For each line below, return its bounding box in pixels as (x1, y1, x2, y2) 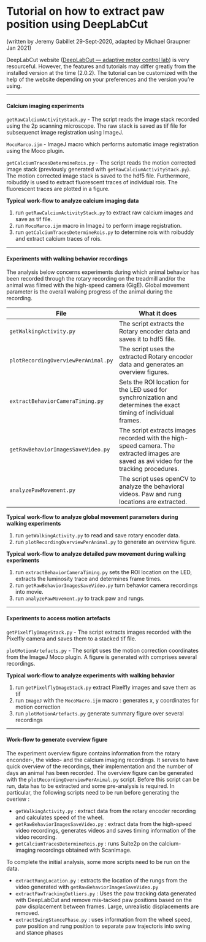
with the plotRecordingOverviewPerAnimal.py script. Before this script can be (6, 776, 200, 783)
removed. (15, 909, 40, 916)
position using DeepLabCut (6, 17, 148, 31)
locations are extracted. (119, 497, 187, 506)
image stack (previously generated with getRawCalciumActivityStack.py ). (6, 166, 191, 173)
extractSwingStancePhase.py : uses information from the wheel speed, (15, 916, 193, 923)
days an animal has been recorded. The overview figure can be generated (6, 769, 194, 776)
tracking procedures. (119, 465, 180, 473)
